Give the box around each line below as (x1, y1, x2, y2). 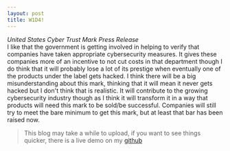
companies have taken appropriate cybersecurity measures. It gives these (7, 49, 218, 58)
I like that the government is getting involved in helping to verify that (7, 43, 200, 51)
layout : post (7, 10, 45, 17)
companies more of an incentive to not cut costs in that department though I (7, 57, 223, 65)
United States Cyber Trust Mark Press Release (7, 35, 139, 43)
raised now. (7, 115, 40, 124)
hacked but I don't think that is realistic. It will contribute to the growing (7, 86, 208, 95)
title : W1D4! (7, 16, 45, 23)
